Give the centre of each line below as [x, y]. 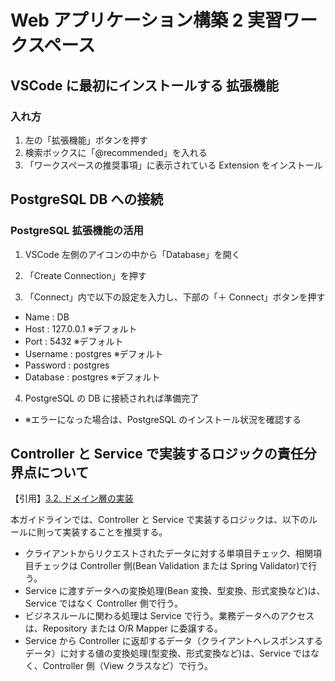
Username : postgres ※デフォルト [94, 353]
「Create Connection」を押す [85, 275]
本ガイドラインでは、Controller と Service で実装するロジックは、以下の [159, 520]
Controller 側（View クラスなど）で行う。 [128, 666]
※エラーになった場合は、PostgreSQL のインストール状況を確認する [163, 419]
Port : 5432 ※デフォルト [74, 341]
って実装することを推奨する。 [106, 532]
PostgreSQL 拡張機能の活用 [77, 231]
